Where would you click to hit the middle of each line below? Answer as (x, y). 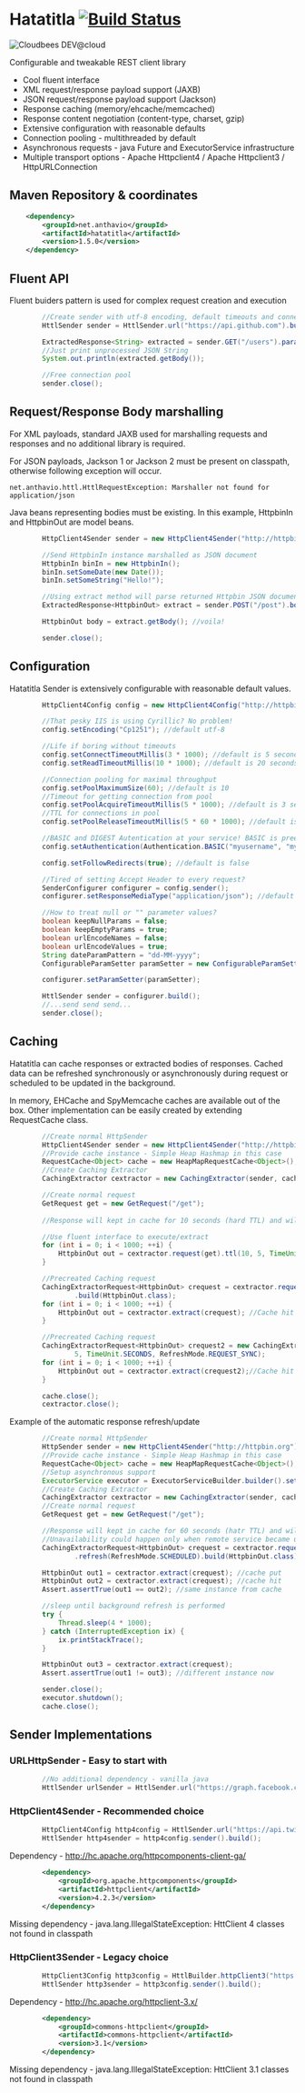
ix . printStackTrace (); (101, 1640)
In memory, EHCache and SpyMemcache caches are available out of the (145, 1100)
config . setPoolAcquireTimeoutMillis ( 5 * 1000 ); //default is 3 (164, 805)
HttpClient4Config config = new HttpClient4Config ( (142, 705)
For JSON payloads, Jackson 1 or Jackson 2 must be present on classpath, (150, 461)
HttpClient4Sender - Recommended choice (107, 1811)
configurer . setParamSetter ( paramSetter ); (122, 980)
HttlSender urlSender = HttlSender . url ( (119, 1788)
